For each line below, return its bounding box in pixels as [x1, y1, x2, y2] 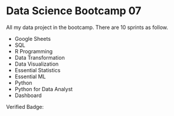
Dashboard [14, 92, 42, 99]
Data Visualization [14, 60, 59, 67]
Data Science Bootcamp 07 [6, 4, 142, 18]
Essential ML [14, 73, 46, 80]
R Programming [14, 47, 53, 54]
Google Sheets [14, 35, 51, 42]
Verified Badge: [6, 103, 44, 110]
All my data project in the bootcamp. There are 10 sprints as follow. [6, 24, 168, 31]
